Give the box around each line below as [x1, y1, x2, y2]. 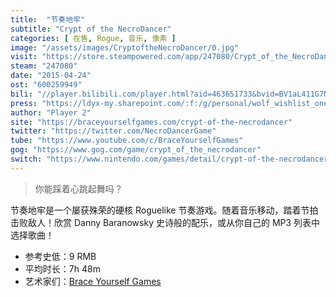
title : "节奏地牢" [10, 14, 86, 25]
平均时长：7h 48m [24, 262, 101, 275]
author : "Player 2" [10, 107, 92, 118]
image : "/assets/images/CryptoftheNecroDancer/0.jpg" [10, 42, 240, 53]
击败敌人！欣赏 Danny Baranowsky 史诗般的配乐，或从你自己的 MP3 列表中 [10, 216, 321, 228]
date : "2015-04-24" [10, 71, 92, 81]
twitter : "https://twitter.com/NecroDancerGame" [10, 126, 217, 136]
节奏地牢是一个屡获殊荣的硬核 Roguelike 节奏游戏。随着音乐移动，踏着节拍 [10, 204, 319, 216]
